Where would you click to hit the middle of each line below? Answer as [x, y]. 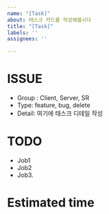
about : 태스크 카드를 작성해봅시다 [49, 20]
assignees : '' [27, 39]
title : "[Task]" [30, 26]
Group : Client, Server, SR [53, 98]
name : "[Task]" [29, 13]
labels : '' [23, 33]
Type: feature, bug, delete [53, 105]
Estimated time [51, 203]
